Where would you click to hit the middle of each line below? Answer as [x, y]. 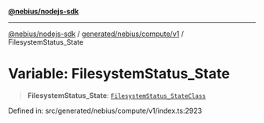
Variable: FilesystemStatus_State [119, 74]
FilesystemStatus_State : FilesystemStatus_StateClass [117, 95]
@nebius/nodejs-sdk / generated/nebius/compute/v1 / [96, 34]
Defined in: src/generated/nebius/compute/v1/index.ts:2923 [105, 110]
